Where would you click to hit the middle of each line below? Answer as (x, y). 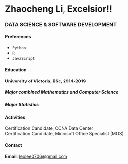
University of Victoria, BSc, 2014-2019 (46, 81)
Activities (15, 117)
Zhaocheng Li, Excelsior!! (59, 9)
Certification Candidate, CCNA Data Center (49, 128)
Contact (14, 145)
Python (19, 48)
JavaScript (24, 59)
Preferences (18, 36)
